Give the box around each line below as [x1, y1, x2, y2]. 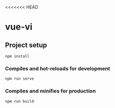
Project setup [5, 41, 48, 49]
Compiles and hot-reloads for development [5, 65, 111, 72]
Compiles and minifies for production [5, 88, 96, 95]
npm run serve [5, 76, 34, 81]
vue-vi [5, 22, 33, 32]
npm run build [5, 99, 34, 104]
